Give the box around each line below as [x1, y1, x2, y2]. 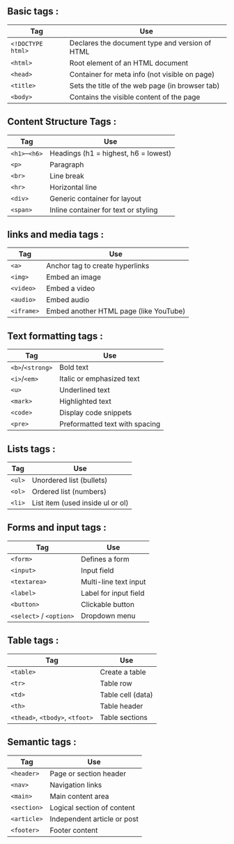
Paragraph [49, 160, 84, 169]
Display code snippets [58, 408, 132, 418]
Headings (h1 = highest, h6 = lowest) [49, 148, 172, 158]
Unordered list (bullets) [31, 476, 108, 485]
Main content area [49, 791, 109, 801]
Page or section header [49, 769, 127, 778]
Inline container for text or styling [49, 205, 158, 215]
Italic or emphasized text [58, 374, 140, 384]
